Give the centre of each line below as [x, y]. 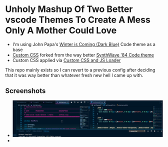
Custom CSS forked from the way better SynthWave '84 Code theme [83, 55]
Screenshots [25, 91]
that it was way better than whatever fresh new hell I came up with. [74, 75]
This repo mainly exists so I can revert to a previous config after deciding [80, 70]
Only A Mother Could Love [61, 30]
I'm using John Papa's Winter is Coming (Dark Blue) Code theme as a [84, 44]
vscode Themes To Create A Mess [78, 20]
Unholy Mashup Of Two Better [69, 9]
